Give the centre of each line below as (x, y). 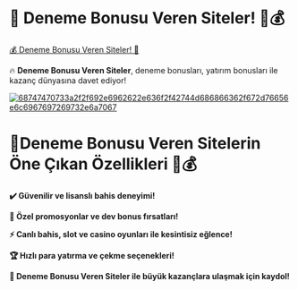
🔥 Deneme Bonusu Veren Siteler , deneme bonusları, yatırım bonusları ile (144, 70)
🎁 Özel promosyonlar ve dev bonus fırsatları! (94, 216)
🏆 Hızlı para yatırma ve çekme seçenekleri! (92, 255)
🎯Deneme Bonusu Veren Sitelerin (135, 144)
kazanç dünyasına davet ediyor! (68, 80)
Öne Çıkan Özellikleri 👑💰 (103, 164)
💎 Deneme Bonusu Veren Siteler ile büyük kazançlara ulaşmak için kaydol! (150, 276)
